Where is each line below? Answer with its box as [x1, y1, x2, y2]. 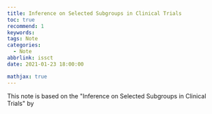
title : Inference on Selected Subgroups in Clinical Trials [7, 10, 183, 17]
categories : [7, 42, 41, 48]
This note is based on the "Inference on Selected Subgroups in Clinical [7, 91, 207, 100]
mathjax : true [7, 73, 48, 80]
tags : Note [7, 35, 38, 42]
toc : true [7, 16, 36, 23]
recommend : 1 [7, 23, 44, 29]
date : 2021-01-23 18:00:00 [7, 61, 84, 68]
